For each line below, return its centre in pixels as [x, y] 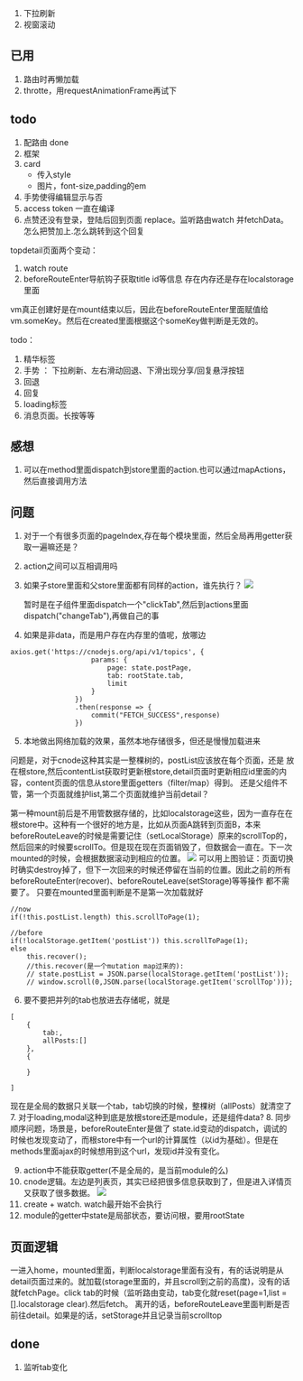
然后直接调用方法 [55, 481]
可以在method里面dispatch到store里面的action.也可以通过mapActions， [157, 470]
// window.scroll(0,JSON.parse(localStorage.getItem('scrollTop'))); [160, 982]
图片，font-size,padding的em [92, 185]
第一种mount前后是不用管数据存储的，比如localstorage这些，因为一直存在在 [152, 813]
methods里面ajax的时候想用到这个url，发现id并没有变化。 [117, 1151]
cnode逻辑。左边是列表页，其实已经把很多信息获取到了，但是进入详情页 [157, 1182]
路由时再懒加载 [51, 79]
